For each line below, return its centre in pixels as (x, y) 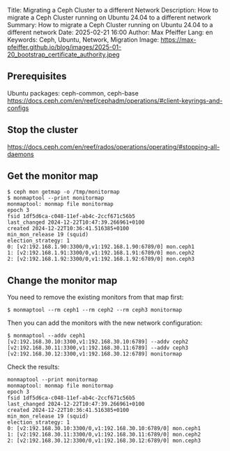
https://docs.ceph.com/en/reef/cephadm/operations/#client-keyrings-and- (115, 100)
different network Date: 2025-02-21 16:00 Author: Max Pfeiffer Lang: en (110, 32)
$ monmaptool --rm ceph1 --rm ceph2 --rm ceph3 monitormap (95, 310)
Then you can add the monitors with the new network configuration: (105, 323)
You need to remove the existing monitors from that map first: (95, 297)
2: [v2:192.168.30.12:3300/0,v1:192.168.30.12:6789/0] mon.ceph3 (104, 441)
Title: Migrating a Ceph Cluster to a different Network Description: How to (113, 10)
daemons (21, 154)
